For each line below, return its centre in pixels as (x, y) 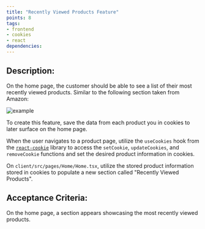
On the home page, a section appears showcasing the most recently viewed (102, 212)
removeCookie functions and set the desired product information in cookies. (100, 154)
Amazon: (18, 99)
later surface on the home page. (47, 129)
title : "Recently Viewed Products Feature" (63, 12)
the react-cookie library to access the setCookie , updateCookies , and (93, 147)
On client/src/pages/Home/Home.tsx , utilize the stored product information (100, 165)
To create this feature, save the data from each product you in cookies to (98, 122)
